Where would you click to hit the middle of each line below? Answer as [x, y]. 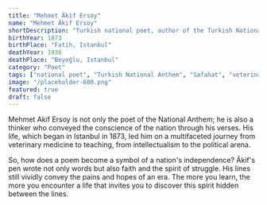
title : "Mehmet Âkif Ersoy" [55, 15]
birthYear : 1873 [35, 38]
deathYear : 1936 [35, 52]
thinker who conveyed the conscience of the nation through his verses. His [131, 128]
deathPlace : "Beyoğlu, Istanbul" [64, 60]
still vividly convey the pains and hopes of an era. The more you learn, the [129, 177]
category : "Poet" [37, 68]
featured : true [33, 89]
